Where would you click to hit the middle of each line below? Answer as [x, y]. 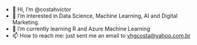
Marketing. [26, 22]
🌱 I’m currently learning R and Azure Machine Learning [81, 29]
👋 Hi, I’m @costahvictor [42, 9]
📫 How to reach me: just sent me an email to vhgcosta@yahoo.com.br [101, 36]
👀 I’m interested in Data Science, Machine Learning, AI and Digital [95, 16]
